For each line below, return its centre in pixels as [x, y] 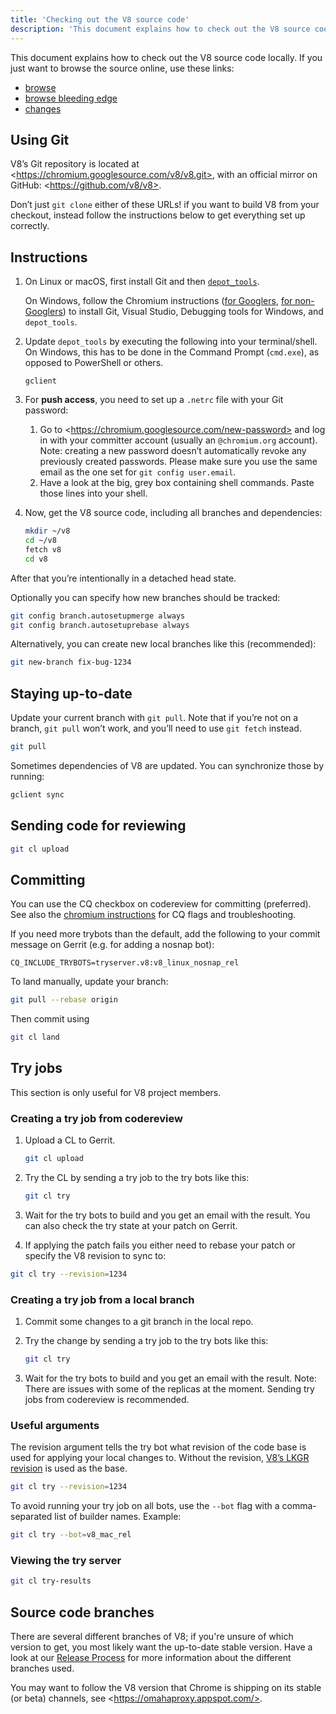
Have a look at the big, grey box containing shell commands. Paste [177, 483]
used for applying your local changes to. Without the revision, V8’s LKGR [160, 1458]
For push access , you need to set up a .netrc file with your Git [154, 400]
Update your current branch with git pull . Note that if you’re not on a [154, 718]
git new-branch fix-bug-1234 [71, 662]
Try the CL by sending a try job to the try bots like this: [137, 1178]
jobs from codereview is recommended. [107, 1399]
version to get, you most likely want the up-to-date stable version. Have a [161, 1647]
